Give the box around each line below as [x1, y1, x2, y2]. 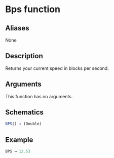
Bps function [5, 4, 61, 15]
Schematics [5, 108, 44, 117]
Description [5, 52, 43, 60]
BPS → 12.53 [5, 149, 30, 154]
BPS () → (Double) [5, 122, 42, 127]
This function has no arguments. [5, 93, 73, 99]
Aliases [5, 24, 29, 32]
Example [5, 135, 33, 144]
